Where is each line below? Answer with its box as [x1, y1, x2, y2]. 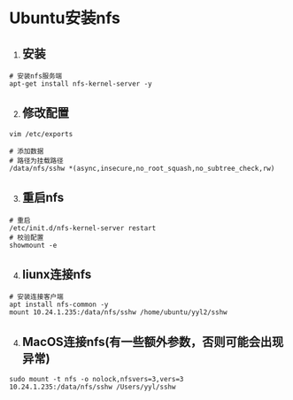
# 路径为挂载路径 [9, 156, 64, 165]
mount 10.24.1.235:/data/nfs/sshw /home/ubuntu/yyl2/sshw [9, 308, 227, 317]
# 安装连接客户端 [9, 293, 64, 302]
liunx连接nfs [21, 267, 92, 282]
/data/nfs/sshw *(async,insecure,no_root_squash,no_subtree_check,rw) [9, 164, 275, 173]
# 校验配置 [9, 233, 44, 242]
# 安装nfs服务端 [9, 72, 63, 81]
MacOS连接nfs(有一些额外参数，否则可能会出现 [21, 334, 284, 350]
